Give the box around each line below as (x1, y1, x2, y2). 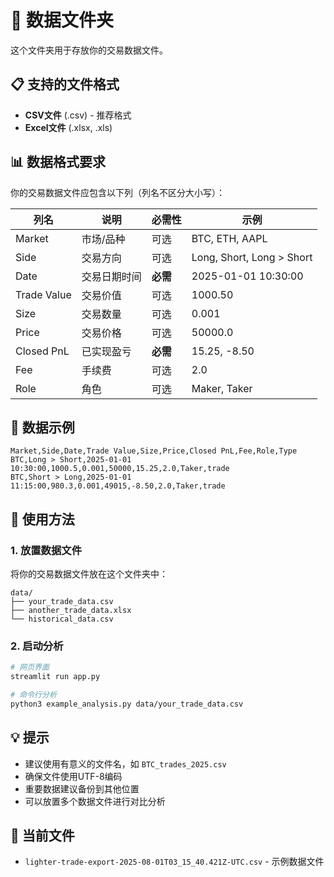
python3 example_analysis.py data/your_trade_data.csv (10, 699, 244, 709)
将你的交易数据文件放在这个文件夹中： (10, 568, 168, 580)
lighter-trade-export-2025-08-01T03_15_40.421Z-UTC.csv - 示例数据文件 (24, 856, 325, 868)
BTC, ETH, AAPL (191, 231, 268, 245)
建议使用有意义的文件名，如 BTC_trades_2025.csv (24, 757, 227, 770)
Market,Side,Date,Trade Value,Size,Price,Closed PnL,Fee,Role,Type (10, 446, 298, 456)
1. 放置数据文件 (10, 543, 83, 557)
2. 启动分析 (10, 639, 64, 653)
